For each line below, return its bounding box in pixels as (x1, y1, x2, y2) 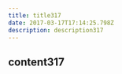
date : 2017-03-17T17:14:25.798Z (8, 19, 114, 27)
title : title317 (8, 11, 61, 20)
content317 (8, 55, 65, 68)
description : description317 (8, 26, 104, 34)
